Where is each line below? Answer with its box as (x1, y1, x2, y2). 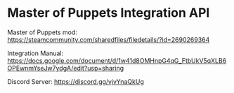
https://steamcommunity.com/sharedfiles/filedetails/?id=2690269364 (7, 35, 210, 43)
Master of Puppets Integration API (7, 5, 210, 21)
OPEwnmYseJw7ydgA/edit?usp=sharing (7, 64, 124, 72)
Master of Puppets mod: (7, 28, 77, 36)
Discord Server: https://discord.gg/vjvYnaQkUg (7, 77, 144, 85)
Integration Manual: (7, 49, 64, 57)
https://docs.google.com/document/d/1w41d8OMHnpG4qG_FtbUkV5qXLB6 (7, 56, 227, 64)
